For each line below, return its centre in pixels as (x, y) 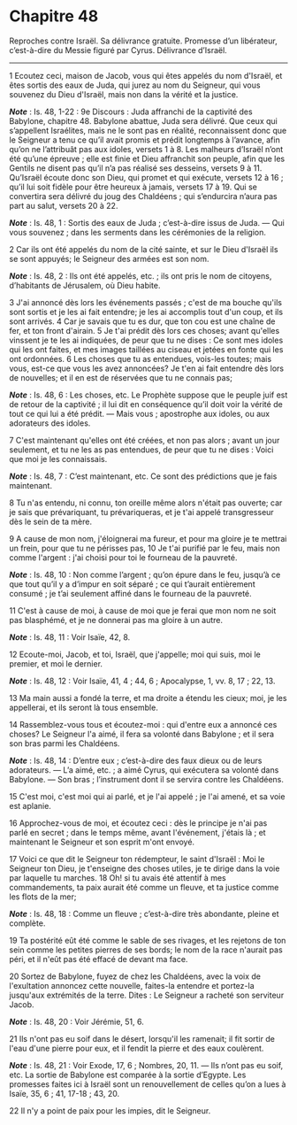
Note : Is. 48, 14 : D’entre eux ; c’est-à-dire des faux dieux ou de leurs (136, 760)
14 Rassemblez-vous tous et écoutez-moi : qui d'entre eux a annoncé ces (143, 724)
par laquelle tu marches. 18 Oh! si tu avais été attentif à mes (118, 877)
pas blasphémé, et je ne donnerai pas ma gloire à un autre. (116, 620)
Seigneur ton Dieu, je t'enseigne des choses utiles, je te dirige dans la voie (145, 868)
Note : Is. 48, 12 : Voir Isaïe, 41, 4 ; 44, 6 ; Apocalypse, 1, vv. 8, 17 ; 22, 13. (142, 681)
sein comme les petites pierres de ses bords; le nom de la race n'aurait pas (146, 950)
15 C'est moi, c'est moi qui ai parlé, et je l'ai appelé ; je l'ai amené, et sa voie (147, 796)
